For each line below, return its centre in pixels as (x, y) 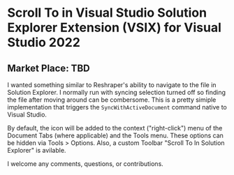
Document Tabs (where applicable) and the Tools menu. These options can (115, 135)
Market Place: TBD (49, 68)
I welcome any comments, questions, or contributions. (86, 164)
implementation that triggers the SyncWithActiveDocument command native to (117, 107)
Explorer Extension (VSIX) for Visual (115, 28)
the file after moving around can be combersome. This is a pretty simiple (112, 100)
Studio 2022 (44, 43)
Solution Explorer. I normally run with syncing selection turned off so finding (116, 92)
